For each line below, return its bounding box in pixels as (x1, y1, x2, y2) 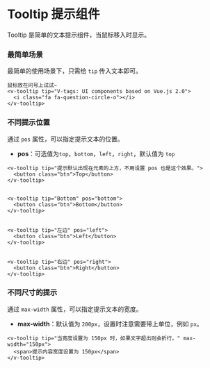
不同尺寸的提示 (7, 287, 58, 297)
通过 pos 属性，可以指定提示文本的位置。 (7, 135, 124, 143)
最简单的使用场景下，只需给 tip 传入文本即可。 (7, 67, 143, 75)
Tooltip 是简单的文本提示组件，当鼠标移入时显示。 (7, 31, 151, 39)
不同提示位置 (7, 117, 51, 127)
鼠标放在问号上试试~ (7, 82, 58, 89)
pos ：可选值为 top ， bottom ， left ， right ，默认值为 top (17, 149, 175, 158)
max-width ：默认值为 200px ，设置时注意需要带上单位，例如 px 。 (17, 319, 203, 328)
